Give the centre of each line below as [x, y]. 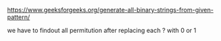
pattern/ [19, 17]
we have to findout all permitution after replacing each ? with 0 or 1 [102, 30]
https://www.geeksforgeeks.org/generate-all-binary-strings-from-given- [110, 10]
